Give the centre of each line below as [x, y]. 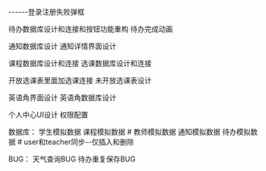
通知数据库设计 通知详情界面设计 [62, 46]
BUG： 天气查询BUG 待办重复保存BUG [72, 159]
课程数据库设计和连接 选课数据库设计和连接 [80, 63]
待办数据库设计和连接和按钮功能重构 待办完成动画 [91, 29]
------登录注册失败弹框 [46, 12]
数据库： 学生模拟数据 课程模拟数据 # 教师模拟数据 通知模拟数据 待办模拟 [130, 132]
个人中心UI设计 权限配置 [48, 115]
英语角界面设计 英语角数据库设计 [62, 98]
